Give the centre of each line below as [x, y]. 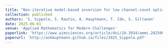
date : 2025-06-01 [23, 24]
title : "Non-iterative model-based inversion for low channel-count [78, 10]
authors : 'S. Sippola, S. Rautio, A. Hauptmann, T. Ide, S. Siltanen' [80, 19]
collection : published [29, 14]
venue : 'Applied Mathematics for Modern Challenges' [61, 28]
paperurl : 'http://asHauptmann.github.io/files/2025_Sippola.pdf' [76, 38]
